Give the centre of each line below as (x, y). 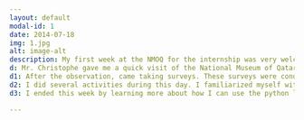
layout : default (40, 18)
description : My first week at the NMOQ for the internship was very (143, 60)
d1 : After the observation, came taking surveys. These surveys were (143, 77)
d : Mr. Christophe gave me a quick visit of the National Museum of (141, 69)
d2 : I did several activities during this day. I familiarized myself (145, 85)
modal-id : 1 (32, 26)
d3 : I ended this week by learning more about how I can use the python (149, 93)
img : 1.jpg (30, 43)
